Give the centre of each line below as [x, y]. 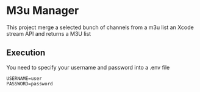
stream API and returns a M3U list [49, 33]
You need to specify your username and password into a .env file [88, 67]
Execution [26, 53]
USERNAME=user [24, 78]
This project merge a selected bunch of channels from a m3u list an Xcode [100, 27]
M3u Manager [43, 11]
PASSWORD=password [30, 84]
